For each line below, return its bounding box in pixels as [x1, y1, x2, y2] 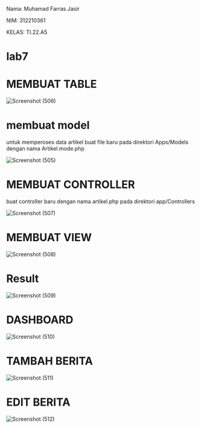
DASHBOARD [6, 313, 74, 327]
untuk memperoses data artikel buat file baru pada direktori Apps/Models [6, 138, 189, 146]
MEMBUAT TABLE [6, 77, 97, 91]
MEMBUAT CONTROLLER [6, 178, 135, 192]
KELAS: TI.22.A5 [6, 28, 48, 36]
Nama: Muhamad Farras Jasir [6, 5, 80, 12]
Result [6, 272, 39, 286]
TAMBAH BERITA [6, 354, 94, 368]
